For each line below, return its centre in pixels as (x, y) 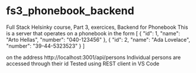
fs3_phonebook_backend (70, 11)
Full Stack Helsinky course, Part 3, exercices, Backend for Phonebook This (97, 27)
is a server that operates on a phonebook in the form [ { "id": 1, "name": (93, 33)
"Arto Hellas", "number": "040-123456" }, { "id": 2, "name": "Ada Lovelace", (98, 39)
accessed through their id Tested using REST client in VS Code (83, 64)
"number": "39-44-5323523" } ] (45, 46)
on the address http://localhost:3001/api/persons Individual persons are (94, 57)
